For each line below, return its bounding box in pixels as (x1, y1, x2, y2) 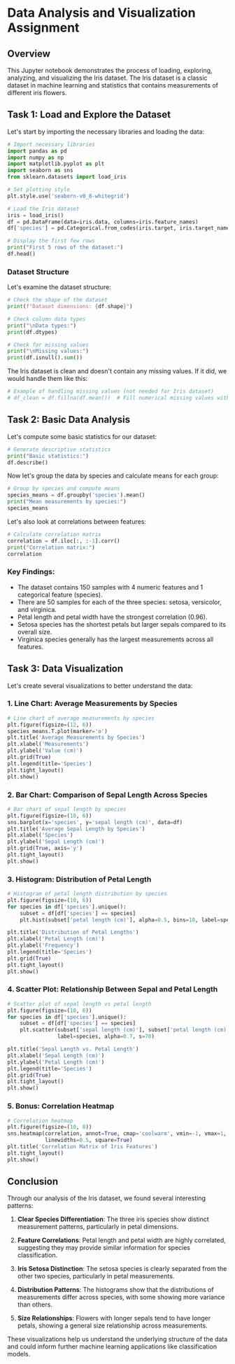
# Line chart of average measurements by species (7, 714, 155, 722)
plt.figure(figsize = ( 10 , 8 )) (7, 1124, 92, 1131)
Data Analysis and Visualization (7, 5, 196, 21)
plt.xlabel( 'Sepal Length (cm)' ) (7, 1052, 105, 1059)
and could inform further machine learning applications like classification (7, 1342, 218, 1351)
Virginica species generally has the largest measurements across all (17, 635, 214, 643)
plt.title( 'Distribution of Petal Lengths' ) (7, 929, 139, 936)
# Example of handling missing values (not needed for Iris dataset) (7, 388, 215, 395)
